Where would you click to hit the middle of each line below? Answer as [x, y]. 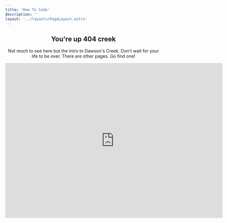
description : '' [22, 14]
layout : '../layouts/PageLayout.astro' [46, 19]
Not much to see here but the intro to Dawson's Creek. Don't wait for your [83, 51]
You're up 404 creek [83, 39]
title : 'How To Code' [28, 10]
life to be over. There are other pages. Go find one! [83, 56]
